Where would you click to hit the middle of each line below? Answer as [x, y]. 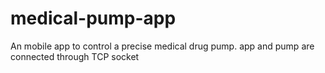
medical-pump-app [93, 18]
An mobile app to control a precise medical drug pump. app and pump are [162, 46]
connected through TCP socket [75, 56]
